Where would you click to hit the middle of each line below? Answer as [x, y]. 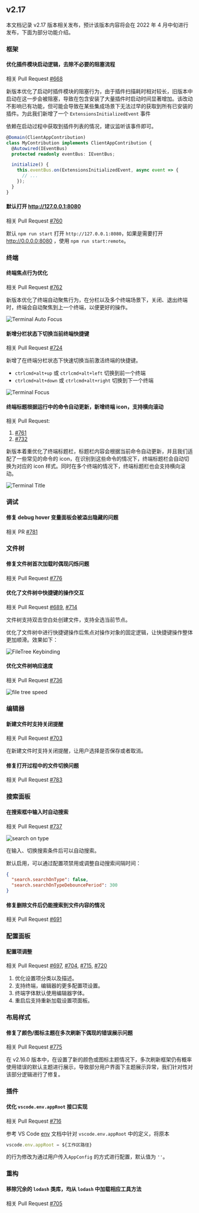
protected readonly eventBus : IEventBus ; [63, 154]
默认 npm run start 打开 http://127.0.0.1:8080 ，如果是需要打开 [85, 233]
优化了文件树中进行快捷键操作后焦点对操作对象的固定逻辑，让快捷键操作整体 [99, 632]
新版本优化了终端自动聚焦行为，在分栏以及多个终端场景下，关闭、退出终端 [97, 300]
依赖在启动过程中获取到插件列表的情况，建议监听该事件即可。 [81, 126]
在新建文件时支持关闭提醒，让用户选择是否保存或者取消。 [76, 751]
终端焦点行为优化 [27, 273]
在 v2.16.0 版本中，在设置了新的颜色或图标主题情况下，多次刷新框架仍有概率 [99, 1060]
